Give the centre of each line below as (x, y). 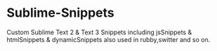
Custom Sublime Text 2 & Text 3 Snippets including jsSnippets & (99, 32)
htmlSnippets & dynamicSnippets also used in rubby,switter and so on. (108, 39)
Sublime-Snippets (60, 13)
